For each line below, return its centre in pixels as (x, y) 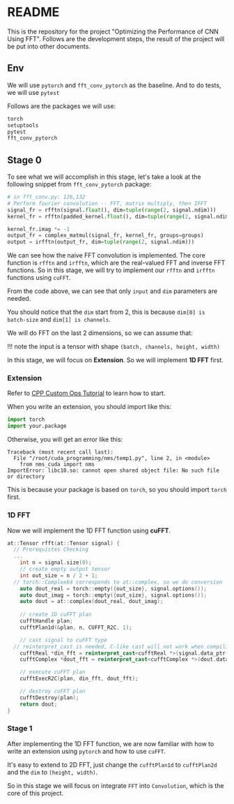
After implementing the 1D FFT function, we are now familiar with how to (111, 743)
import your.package (37, 426)
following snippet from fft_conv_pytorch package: (79, 184)
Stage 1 (20, 729)
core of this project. (36, 793)
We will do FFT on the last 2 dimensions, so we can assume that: (100, 333)
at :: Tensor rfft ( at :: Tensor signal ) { (63, 543)
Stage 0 (24, 160)
